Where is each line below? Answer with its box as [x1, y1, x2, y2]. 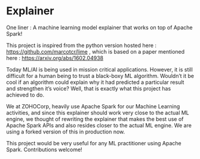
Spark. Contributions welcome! [6, 146, 82, 153]
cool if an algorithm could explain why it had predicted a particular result [6, 79, 184, 86]
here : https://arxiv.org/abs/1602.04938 [6, 54, 103, 61]
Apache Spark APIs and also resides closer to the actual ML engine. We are [6, 121, 192, 129]
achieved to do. [6, 91, 45, 98]
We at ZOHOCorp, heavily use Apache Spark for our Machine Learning [6, 102, 180, 110]
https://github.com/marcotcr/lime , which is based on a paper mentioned [6, 48, 185, 55]
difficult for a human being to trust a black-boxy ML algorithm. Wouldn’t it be [6, 72, 194, 79]
